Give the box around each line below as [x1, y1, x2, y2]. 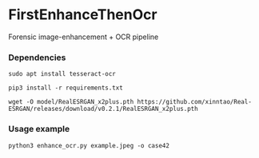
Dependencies [8, 52, 66, 63]
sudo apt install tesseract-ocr [8, 70, 116, 78]
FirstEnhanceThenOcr [8, 6, 157, 24]
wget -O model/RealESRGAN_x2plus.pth [8, 98, 134, 106]
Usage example [8, 124, 70, 135]
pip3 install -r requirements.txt [8, 84, 124, 93]
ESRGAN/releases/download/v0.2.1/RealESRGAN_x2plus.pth [8, 105, 198, 113]
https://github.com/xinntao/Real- [137, 98, 252, 106]
